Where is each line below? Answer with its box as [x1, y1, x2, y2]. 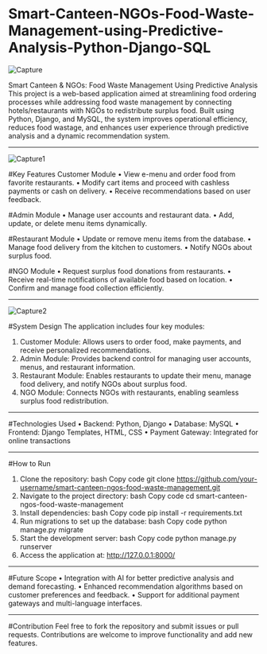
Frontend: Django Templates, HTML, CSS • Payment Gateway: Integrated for [8, 427, 258, 437]
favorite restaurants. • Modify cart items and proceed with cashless [8, 177, 230, 187]
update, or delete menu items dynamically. [8, 218, 148, 228]
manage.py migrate [19, 524, 83, 534]
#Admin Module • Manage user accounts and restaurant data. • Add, [8, 210, 234, 220]
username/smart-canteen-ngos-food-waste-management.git [19, 482, 221, 492]
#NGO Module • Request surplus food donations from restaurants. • [8, 266, 232, 275]
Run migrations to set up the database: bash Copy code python [19, 516, 228, 526]
